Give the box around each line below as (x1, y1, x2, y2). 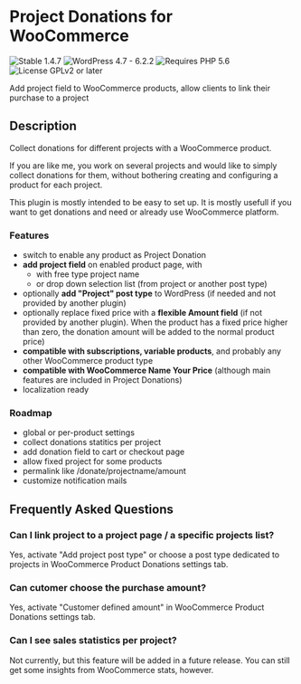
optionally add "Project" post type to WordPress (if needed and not (22, 288, 277, 299)
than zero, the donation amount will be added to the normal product (22, 327, 275, 337)
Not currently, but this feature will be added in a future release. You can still (9, 654, 291, 666)
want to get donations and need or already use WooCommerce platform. (9, 206, 279, 217)
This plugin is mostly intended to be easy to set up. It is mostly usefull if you (9, 196, 292, 207)
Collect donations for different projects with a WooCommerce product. (9, 142, 272, 153)
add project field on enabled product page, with (22, 260, 202, 271)
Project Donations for (9, 6, 174, 27)
